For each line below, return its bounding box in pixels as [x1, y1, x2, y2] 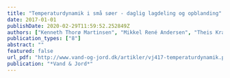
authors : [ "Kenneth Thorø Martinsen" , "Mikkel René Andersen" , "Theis [7, 28, 213, 36]
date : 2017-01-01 [7, 16, 57, 23]
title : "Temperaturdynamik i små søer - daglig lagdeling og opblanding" [7, 9, 222, 17]
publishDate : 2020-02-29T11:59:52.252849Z [7, 22, 130, 29]
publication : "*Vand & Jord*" [7, 60, 94, 67]
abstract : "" [7, 41, 44, 48]
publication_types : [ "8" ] [7, 35, 81, 42]
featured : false [7, 48, 53, 55]
